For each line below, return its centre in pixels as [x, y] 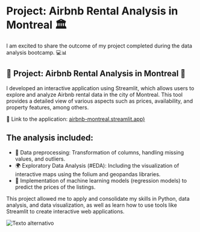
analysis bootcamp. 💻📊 [37, 52]
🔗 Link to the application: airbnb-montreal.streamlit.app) [76, 119]
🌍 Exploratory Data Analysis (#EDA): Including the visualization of [97, 165]
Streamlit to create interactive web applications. [65, 211]
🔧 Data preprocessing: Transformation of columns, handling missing [99, 152]
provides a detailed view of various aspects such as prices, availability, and [100, 101]
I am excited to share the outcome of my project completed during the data [99, 46]
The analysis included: [50, 138]
